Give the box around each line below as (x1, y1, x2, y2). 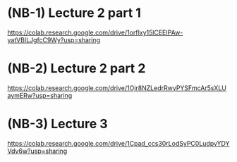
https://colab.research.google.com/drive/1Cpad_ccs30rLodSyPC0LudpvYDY (7, 139, 230, 147)
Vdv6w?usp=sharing (7, 147, 68, 155)
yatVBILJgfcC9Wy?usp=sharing (7, 35, 101, 44)
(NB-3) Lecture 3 (7, 116, 108, 132)
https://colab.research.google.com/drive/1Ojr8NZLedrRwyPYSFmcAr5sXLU (7, 83, 227, 92)
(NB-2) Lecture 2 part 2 (7, 61, 146, 77)
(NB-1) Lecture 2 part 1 (7, 5, 141, 21)
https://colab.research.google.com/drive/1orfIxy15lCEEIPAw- (7, 28, 183, 37)
